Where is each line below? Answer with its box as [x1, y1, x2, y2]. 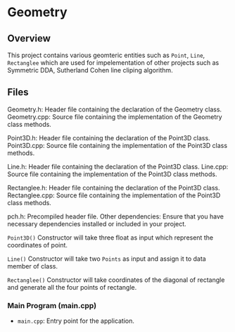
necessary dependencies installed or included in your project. [7, 219, 186, 228]
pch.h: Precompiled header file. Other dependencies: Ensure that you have [7, 212, 224, 221]
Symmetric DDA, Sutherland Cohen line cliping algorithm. [7, 66, 174, 74]
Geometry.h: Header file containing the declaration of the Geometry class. [7, 105, 222, 113]
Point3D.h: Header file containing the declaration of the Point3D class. [7, 133, 210, 142]
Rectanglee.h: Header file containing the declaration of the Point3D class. [7, 183, 220, 192]
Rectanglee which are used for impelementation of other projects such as [7, 59, 220, 67]
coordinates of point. [7, 240, 68, 249]
